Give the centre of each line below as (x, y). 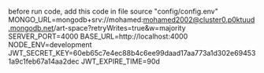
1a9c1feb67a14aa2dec (44, 61)
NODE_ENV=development (50, 45)
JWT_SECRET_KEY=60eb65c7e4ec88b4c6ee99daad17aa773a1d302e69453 (132, 53)
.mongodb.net (31, 28)
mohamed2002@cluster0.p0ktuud (199, 20)
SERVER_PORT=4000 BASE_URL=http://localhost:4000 (98, 36)
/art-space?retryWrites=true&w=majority (120, 28)
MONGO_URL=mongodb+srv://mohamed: (76, 20)
